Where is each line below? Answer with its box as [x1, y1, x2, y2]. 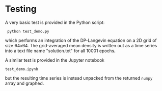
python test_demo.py [7, 29, 50, 34]
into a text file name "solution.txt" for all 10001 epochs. [5, 48, 116, 54]
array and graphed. [5, 80, 44, 86]
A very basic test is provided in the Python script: [5, 19, 105, 25]
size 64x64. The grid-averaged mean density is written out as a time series [5, 42, 157, 48]
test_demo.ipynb [5, 67, 38, 72]
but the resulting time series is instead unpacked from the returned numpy [5, 75, 153, 81]
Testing [5, 3, 37, 15]
